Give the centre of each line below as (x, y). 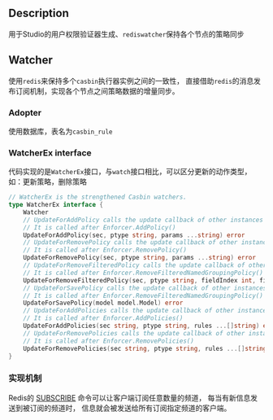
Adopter (25, 112)
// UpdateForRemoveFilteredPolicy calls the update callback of (134, 265)
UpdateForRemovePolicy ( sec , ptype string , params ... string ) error (139, 258)
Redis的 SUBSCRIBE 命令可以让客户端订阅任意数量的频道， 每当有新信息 (130, 397)
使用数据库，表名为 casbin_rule (61, 131)
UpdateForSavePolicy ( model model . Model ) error (103, 303)
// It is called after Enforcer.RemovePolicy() (105, 250)
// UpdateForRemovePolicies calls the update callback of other (134, 333)
